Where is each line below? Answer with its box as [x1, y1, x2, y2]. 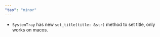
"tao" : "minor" [5, 7, 37, 13]
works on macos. [12, 26, 49, 33]
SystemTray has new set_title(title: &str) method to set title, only [12, 21, 155, 27]
